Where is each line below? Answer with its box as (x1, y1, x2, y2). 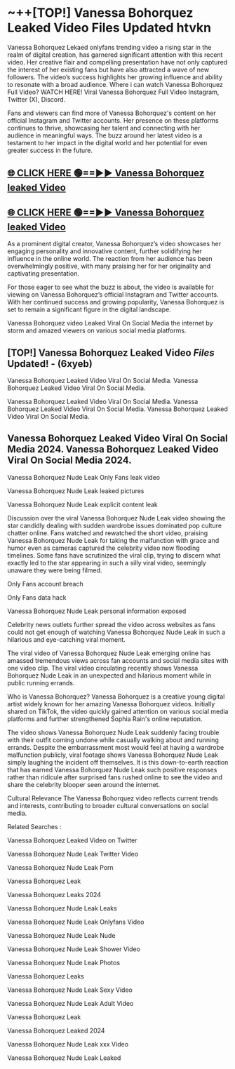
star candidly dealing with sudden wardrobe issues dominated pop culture (7, 521, 222, 530)
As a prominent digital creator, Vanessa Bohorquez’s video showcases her (7, 240, 222, 248)
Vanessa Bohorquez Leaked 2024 (7, 1026, 105, 1035)
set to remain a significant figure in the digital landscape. (7, 305, 172, 314)
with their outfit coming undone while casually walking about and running (7, 735, 219, 744)
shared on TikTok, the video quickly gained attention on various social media (7, 707, 229, 715)
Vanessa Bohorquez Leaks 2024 (7, 890, 102, 899)
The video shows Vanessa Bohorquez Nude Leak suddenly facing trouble (7, 728, 220, 737)
